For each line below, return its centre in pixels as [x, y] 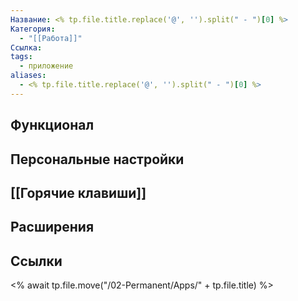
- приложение [46, 66]
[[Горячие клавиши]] [78, 192]
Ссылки [36, 261]
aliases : [28, 76]
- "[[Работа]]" [51, 38]
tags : [21, 57]
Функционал [52, 125]
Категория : [33, 29]
